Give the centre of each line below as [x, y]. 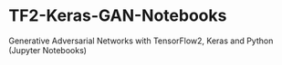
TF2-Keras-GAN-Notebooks [118, 16]
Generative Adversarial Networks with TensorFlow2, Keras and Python [141, 41]
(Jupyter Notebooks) [48, 50]
